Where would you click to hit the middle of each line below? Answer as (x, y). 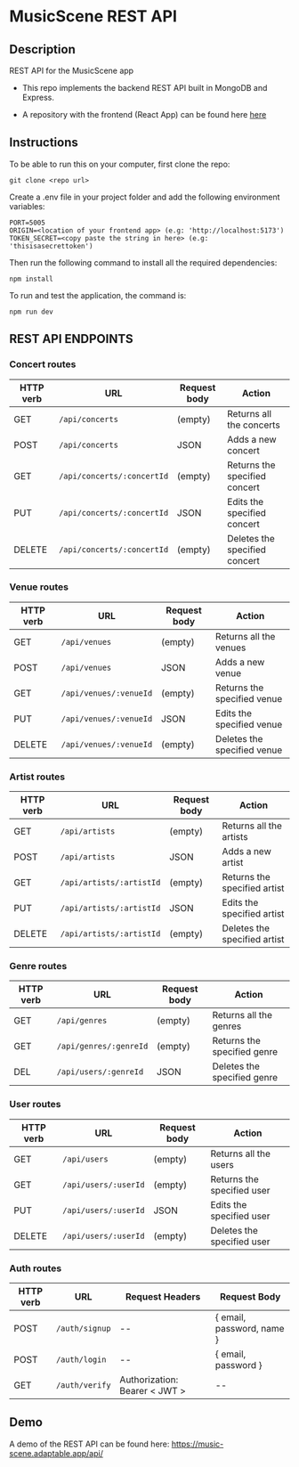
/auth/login (81, 1359)
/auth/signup (84, 1328)
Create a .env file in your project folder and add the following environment (145, 197)
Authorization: (149, 1380)
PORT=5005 (28, 223)
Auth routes (36, 1268)
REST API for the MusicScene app (72, 70)
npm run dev (31, 312)
